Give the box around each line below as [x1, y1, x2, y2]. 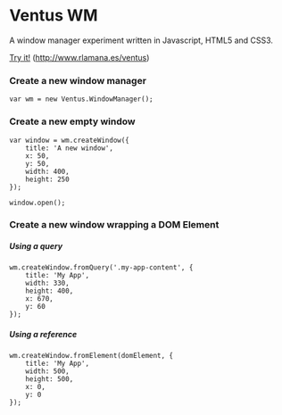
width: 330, [25, 278, 70, 288]
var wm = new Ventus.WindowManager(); [9, 95, 153, 104]
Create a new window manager [9, 74, 147, 87]
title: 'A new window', [25, 144, 114, 153]
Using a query [9, 241, 63, 252]
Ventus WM [9, 5, 98, 26]
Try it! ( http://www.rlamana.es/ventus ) [9, 52, 150, 62]
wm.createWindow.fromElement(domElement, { [9, 352, 174, 361]
